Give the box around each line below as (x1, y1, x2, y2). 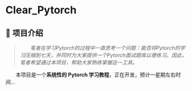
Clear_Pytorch (5, 3, 77, 17)
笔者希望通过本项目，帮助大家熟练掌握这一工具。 (19, 59, 138, 65)
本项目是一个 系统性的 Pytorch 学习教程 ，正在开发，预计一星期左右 (16, 71, 176, 78)
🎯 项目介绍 (5, 28, 43, 38)
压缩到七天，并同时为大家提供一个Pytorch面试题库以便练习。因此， (25, 52, 187, 59)
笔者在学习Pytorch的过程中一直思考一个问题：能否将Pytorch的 (30, 45, 180, 51)
